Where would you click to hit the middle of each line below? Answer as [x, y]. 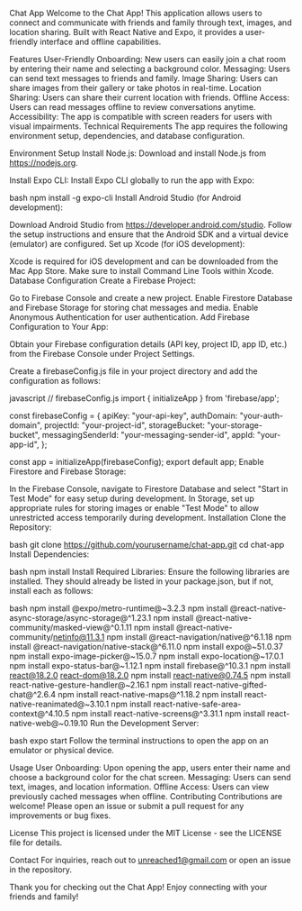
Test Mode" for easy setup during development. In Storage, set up [132, 498]
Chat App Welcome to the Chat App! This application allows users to [136, 13]
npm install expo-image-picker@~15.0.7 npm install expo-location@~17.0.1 [147, 656]
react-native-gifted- [231, 685]
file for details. [36, 843]
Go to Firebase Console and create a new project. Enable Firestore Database [151, 298]
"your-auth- [262, 415]
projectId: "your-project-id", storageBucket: [124, 425]
